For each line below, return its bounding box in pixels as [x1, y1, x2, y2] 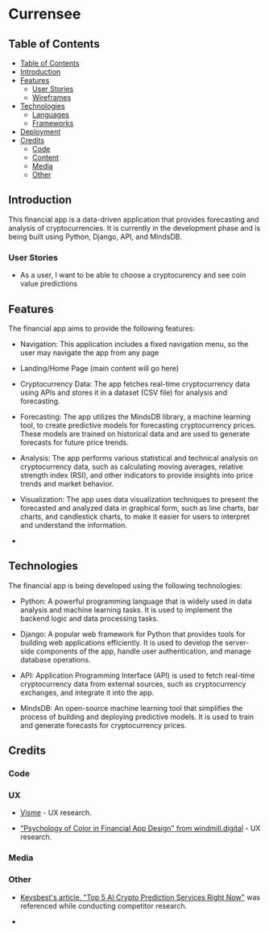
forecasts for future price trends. [19, 437, 129, 447]
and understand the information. [19, 520, 127, 529]
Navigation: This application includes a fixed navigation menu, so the [19, 339, 249, 349]
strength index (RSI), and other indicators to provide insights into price [19, 470, 254, 480]
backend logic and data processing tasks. [19, 613, 159, 623]
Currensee [8, 5, 81, 23]
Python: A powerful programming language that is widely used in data [19, 596, 252, 606]
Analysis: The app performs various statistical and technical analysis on [19, 453, 259, 462]
